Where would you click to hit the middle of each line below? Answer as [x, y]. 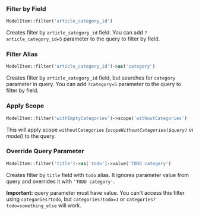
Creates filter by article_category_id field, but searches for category [91, 78]
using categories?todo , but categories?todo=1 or [66, 199]
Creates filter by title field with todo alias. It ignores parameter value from [97, 175]
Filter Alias [22, 54]
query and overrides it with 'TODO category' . [61, 181]
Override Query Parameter [45, 151]
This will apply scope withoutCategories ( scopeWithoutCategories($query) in [100, 129]
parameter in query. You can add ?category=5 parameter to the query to [94, 84]
